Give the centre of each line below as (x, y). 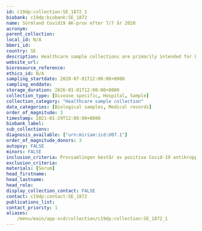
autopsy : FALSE (25, 146)
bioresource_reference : (36, 68)
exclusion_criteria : (32, 163)
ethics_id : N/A (25, 73)
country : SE (21, 51)
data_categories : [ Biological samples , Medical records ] (79, 107)
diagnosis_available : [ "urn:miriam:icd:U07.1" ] (67, 135)
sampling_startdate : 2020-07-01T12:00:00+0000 (66, 79)
